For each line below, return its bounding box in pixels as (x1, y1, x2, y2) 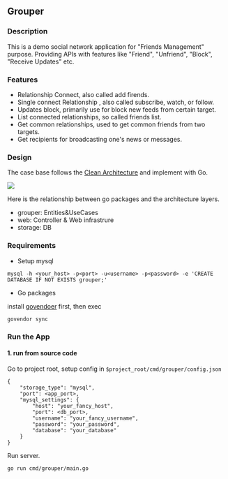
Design (7, 152, 32, 162)
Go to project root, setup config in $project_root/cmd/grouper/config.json (7, 364, 222, 373)
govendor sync (7, 316, 49, 323)
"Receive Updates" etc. (7, 57, 75, 66)
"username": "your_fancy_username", (32, 415, 139, 422)
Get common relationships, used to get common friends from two (17, 120, 206, 128)
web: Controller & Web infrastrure (17, 216, 114, 224)
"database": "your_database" (32, 427, 117, 434)
